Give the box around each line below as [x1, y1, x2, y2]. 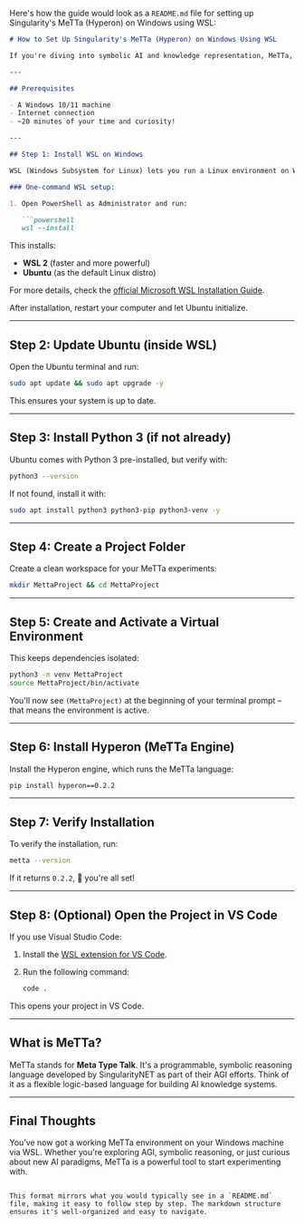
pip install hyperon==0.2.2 [9, 781, 116, 790]
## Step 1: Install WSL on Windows [9, 150, 144, 159]
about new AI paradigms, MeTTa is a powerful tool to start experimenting [9, 1156, 281, 1168]
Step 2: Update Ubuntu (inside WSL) [9, 337, 217, 353]
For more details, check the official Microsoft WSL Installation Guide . [9, 285, 265, 296]
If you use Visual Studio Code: [9, 931, 122, 942]
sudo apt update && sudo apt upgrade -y [9, 379, 165, 388]
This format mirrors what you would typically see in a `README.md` [9, 1191, 273, 1201]
